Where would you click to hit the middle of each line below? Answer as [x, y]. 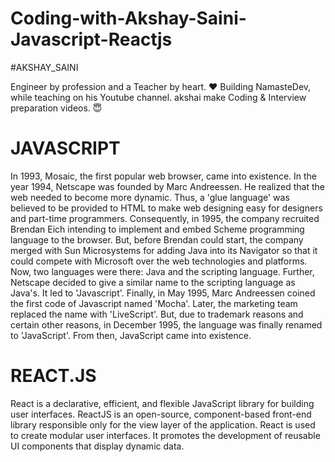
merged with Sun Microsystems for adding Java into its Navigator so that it [164, 250]
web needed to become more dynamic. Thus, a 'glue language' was [150, 197]
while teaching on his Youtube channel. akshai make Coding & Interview [158, 97]
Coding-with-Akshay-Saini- [128, 18]
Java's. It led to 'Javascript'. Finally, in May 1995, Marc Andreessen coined [163, 293]
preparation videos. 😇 [56, 108]
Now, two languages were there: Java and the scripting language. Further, [162, 271]
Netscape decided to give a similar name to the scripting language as [153, 282]
